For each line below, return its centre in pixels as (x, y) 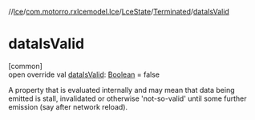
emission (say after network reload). (68, 106)
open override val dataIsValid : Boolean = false (84, 74)
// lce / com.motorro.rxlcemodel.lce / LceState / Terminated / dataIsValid (119, 12)
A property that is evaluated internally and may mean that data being (121, 90)
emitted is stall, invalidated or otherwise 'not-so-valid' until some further (127, 98)
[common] (25, 66)
